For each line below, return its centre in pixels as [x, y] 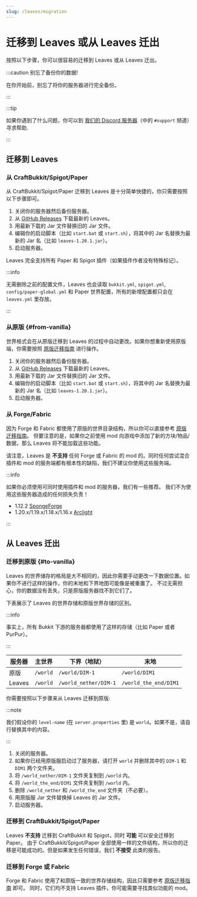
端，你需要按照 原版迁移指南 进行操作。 [54, 348]
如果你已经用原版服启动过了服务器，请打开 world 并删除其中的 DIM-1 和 [100, 761]
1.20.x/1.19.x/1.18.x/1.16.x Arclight [54, 512]
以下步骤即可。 [24, 199]
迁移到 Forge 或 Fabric [38, 866]
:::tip [11, 108]
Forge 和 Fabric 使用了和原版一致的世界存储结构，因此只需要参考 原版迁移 [96, 881]
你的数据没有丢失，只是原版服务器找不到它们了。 [76, 590]
